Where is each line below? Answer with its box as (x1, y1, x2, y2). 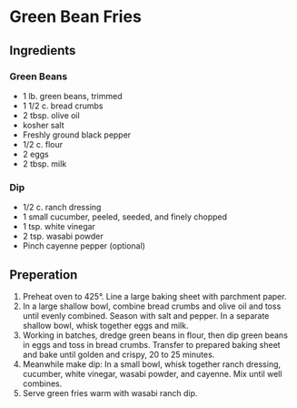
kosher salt (22, 119, 65, 130)
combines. (22, 378, 63, 389)
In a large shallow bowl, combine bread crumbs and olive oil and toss (22, 301, 282, 311)
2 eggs (22, 148, 49, 159)
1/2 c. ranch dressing (22, 202, 102, 213)
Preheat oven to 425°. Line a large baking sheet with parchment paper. (22, 291, 287, 301)
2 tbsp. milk (22, 158, 67, 169)
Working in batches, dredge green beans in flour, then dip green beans (22, 330, 289, 341)
